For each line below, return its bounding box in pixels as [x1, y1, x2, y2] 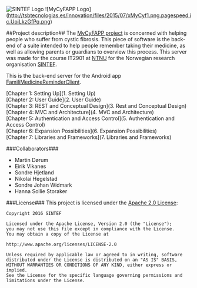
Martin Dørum [14, 157, 49, 163]
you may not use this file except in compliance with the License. [6, 226, 175, 232]
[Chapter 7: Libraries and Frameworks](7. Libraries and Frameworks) [6, 134, 172, 141]
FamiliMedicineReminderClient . [6, 78, 81, 85]
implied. [6, 267, 28, 273]
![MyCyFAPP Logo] [45, 6, 91, 12]
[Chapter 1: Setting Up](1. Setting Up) [6, 90, 96, 97]
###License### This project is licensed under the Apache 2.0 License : [6, 199, 178, 206]
